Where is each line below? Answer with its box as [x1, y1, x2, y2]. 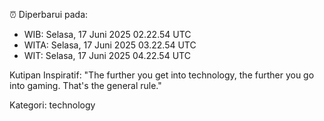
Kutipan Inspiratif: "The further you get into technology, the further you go [9, 69, 315, 81]
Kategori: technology [9, 99, 96, 111]
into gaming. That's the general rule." [9, 80, 162, 91]
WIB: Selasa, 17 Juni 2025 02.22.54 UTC [23, 29, 192, 40]
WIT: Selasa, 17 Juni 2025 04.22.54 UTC [23, 50, 191, 61]
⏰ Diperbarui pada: [9, 9, 89, 20]
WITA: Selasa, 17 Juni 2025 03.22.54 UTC [23, 39, 197, 51]
